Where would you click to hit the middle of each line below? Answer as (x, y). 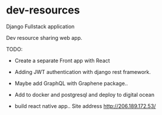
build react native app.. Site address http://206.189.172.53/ (85, 106)
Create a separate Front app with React (62, 60)
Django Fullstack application (40, 26)
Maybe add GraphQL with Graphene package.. (71, 83)
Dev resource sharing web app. (44, 38)
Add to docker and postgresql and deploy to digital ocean (85, 94)
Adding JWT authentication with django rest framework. (83, 72)
